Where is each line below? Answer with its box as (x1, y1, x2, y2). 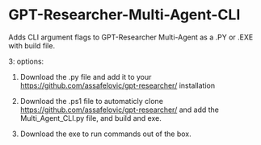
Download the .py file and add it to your (19, 72, 152, 81)
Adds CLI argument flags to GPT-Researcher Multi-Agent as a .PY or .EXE (8, 32, 254, 42)
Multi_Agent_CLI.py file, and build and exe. (19, 113, 162, 122)
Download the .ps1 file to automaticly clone (19, 96, 164, 106)
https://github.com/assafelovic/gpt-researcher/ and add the (19, 105, 220, 114)
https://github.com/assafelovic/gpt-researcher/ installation (19, 81, 216, 90)
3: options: (8, 56, 44, 66)
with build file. (8, 40, 55, 50)
